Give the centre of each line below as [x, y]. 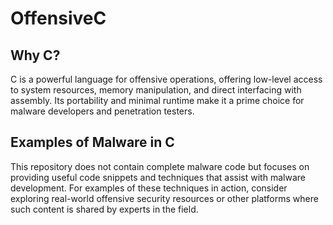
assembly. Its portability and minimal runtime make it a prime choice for [157, 100]
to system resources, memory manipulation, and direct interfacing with [156, 90]
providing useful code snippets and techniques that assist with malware [158, 177]
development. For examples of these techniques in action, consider [149, 188]
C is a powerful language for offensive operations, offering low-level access [166, 79]
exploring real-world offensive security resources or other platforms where [164, 198]
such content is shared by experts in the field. [104, 209]
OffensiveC [58, 18]
